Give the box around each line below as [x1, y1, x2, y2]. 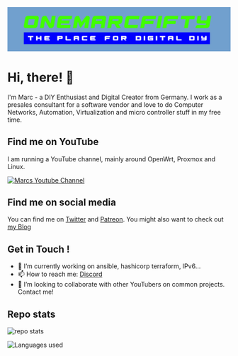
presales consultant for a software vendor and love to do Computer [7, 100, 204, 109]
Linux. [7, 162, 25, 171]
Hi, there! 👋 [7, 69, 74, 86]
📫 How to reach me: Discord [17, 270, 103, 279]
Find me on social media [7, 197, 117, 209]
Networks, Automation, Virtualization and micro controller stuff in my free [7, 108, 221, 116]
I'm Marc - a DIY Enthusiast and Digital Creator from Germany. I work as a [7, 93, 222, 101]
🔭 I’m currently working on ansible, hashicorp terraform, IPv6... [17, 262, 201, 270]
